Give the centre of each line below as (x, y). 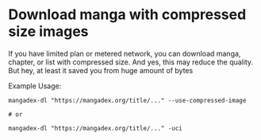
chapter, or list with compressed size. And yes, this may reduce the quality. (131, 62)
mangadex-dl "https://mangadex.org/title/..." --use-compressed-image (127, 100)
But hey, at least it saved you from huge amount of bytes (101, 70)
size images (48, 31)
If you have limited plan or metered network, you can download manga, (125, 53)
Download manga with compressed (127, 15)
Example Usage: (35, 86)
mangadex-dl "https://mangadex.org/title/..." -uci (95, 128)
